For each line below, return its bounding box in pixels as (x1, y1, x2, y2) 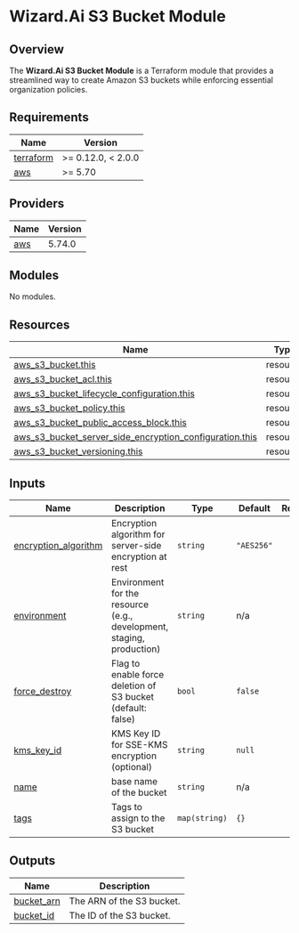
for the (110, 588, 140, 600)
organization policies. (9, 85, 88, 94)
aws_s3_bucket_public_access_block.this (13, 417, 187, 429)
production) (110, 643, 161, 655)
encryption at (110, 550, 167, 563)
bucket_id (13, 909, 55, 921)
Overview (9, 42, 65, 57)
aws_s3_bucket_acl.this (13, 373, 113, 385)
